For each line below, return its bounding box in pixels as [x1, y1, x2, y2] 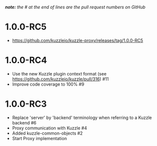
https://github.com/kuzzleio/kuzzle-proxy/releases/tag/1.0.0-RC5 [12, 37, 143, 43]
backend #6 [12, 120, 37, 125]
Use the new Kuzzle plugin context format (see [12, 71, 107, 76]
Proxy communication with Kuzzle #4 [12, 125, 87, 131]
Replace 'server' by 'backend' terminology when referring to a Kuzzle [12, 115, 152, 121]
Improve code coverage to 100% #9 [12, 81, 84, 87]
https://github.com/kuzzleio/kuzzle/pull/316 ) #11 [12, 76, 109, 82]
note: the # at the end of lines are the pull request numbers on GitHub [5, 4, 146, 10]
